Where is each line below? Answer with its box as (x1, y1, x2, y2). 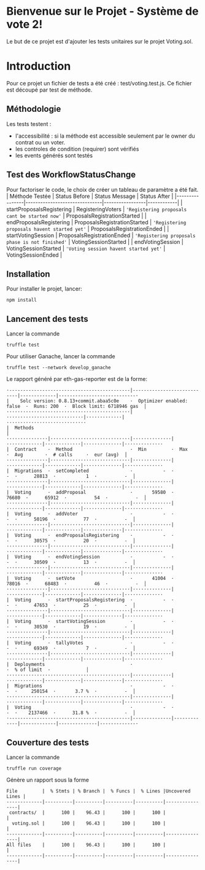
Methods (14, 425, 34, 431)
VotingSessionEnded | (6, 251, 63, 259)
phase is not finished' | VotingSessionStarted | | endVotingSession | (6, 238, 184, 245)
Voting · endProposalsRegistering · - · (14, 533, 174, 539)
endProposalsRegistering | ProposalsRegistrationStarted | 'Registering (6, 218, 187, 225)
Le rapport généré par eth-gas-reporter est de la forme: (6, 375, 148, 383)
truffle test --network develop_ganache (6, 364, 112, 371)
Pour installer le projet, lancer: (6, 285, 83, 292)
